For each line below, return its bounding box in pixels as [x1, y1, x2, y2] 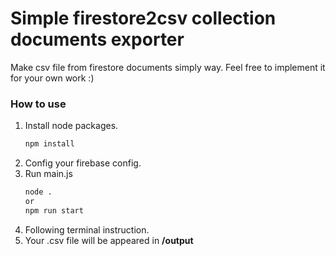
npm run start [24, 205, 84, 216]
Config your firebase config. [24, 157, 142, 169]
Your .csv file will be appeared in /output [24, 234, 194, 246]
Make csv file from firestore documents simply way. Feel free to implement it [10, 61, 326, 73]
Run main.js [24, 168, 73, 180]
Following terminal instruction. [24, 223, 150, 236]
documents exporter [10, 28, 185, 51]
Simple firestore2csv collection [10, 7, 277, 30]
